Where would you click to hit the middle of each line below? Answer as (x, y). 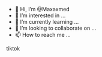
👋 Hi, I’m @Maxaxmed (42, 9)
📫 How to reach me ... (43, 35)
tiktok (13, 48)
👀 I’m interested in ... (40, 15)
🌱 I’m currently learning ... (47, 22)
